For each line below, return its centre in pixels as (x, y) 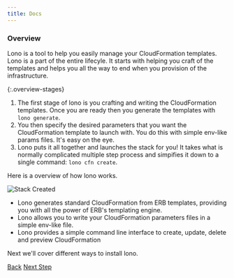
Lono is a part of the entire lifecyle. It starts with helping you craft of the (110, 61)
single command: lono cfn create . (67, 162)
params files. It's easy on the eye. (66, 140)
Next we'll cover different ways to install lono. (73, 253)
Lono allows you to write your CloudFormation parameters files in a (114, 217)
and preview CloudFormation (59, 240)
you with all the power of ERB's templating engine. (90, 210)
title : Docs (24, 14)
